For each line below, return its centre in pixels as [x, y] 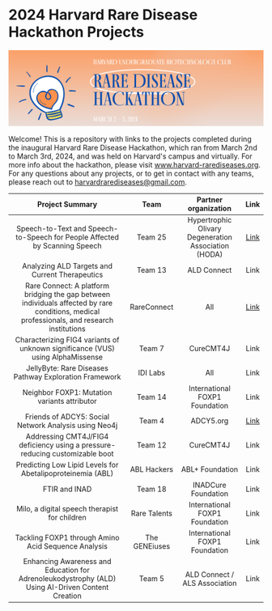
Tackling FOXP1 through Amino [67, 537]
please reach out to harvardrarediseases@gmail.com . [98, 182]
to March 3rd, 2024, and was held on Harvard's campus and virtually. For [130, 156]
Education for [68, 570]
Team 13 [152, 270]
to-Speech [34, 237]
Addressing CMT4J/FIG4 [67, 437]
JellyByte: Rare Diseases [68, 368]
